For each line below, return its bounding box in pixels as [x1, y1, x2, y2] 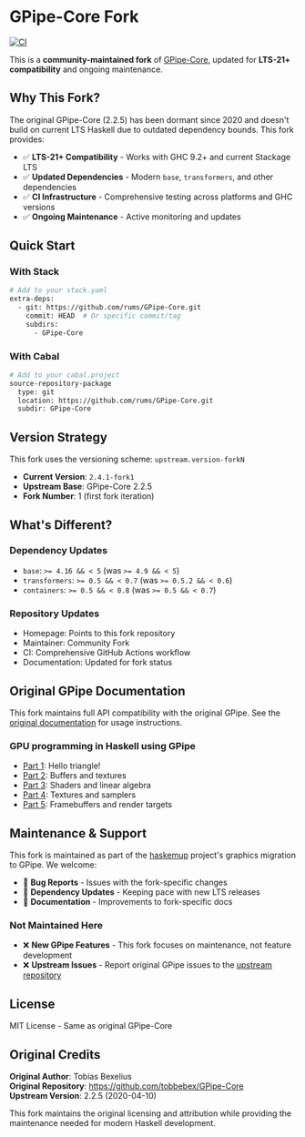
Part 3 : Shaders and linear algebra [22, 780, 152, 791]
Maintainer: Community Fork [22, 637, 130, 648]
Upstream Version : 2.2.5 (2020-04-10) [9, 1091, 158, 1101]
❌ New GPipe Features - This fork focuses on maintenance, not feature [22, 939, 291, 950]
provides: [9, 134, 46, 145]
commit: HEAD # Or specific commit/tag [25, 311, 181, 320]
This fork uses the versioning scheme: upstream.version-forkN [9, 453, 245, 465]
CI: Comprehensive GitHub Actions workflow [22, 647, 191, 658]
